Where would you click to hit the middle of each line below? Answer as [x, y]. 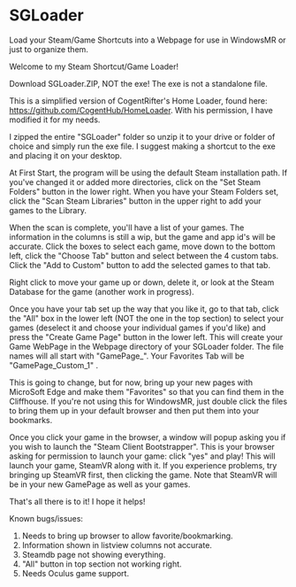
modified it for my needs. [55, 120]
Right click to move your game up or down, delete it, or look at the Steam [142, 282]
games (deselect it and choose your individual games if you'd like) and [138, 328]
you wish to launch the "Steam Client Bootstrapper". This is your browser [142, 446]
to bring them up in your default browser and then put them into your [134, 410]
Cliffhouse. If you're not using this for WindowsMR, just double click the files [148, 401]
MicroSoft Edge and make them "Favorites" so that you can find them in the [147, 391]
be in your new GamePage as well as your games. [100, 484]
